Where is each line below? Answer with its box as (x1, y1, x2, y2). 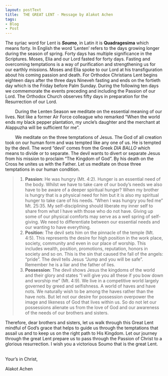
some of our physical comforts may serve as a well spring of (25, 213, 150, 219)
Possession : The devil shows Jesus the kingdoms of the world (25, 267, 155, 273)
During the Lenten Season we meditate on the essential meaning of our (15, 109, 162, 115)
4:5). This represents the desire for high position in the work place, (25, 235, 163, 241)
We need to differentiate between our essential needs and (40, 219, 160, 225)
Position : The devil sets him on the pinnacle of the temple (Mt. (25, 230, 154, 236)
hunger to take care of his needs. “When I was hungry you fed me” (25, 197, 163, 204)
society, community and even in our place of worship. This (25, 240, 146, 247)
